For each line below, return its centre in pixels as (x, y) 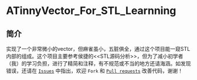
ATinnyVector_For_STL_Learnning (91, 11)
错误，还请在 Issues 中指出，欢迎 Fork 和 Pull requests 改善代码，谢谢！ (95, 71)
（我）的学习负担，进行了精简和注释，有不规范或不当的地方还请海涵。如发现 (98, 63)
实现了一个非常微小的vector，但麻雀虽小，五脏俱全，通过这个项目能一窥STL (98, 49)
